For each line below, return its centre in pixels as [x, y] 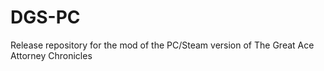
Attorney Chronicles [51, 55]
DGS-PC [45, 17]
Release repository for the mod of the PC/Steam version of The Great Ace [162, 45]
